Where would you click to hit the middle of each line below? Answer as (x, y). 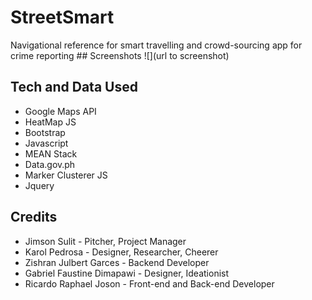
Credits (34, 217)
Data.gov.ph (50, 164)
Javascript (46, 143)
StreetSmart (62, 17)
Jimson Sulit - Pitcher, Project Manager (105, 241)
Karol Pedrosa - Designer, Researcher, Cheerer (121, 252)
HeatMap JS (50, 122)
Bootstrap (45, 132)
